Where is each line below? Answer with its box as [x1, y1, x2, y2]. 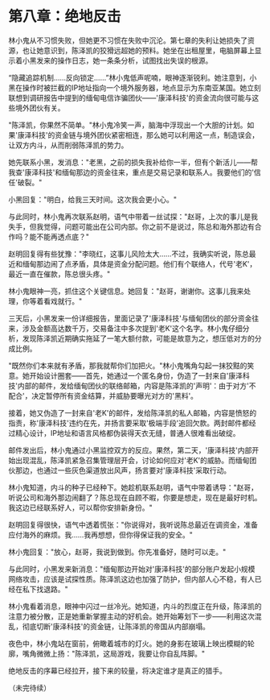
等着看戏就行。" [29, 296, 83, 306]
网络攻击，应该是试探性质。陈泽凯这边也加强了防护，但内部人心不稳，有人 [8, 574, 255, 584]
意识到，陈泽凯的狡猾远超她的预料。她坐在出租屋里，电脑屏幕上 [43, 45, 255, 55]
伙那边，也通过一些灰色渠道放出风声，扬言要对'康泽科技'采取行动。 [8, 465, 231, 475]
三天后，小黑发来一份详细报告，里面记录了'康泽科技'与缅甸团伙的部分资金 [8, 313, 252, 323]
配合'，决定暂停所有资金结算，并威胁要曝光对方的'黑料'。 [8, 391, 198, 400]
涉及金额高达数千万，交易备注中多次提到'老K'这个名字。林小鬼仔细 [22, 323, 243, 333]
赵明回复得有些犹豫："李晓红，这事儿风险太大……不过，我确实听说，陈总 [8, 249, 249, 259]
